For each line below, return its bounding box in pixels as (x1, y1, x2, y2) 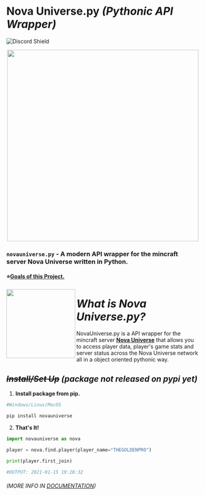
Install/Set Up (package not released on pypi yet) (6, 374, 198, 384)
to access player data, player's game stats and (76, 343, 194, 350)
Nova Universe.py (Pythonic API (6, 4, 173, 18)
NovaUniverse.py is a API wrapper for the (76, 330, 181, 338)
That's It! (15, 424, 39, 431)
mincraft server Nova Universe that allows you (76, 336, 195, 344)
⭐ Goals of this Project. (6, 273, 65, 280)
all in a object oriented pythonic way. (76, 356, 170, 363)
